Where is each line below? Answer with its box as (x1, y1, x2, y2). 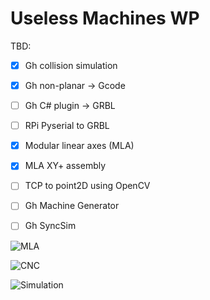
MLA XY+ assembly (24, 160, 107, 172)
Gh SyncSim (24, 220, 77, 232)
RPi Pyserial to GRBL (24, 120, 110, 132)
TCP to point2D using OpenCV (24, 180, 151, 192)
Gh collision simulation (24, 59, 118, 71)
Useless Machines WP (10, 7, 200, 30)
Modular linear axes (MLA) (24, 140, 135, 152)
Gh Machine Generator (24, 200, 120, 212)
